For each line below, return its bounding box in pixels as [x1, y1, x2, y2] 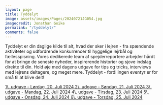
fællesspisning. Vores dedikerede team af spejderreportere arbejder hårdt [5, 54, 155, 59]
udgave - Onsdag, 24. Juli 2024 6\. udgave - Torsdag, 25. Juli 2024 [5, 94, 143, 100]
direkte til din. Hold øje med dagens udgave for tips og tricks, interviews [5, 64, 151, 70]
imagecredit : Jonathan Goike [5, 21, 65, 26]
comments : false [5, 30, 38, 35]
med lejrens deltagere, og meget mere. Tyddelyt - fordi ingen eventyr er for [5, 69, 158, 75]
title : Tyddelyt [5, 12, 38, 17]
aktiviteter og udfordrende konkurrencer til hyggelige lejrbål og [5, 48, 133, 54]
